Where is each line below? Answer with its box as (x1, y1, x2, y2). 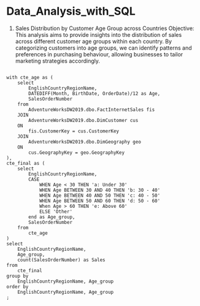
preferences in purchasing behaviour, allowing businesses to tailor (15, 50, 183, 58)
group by (6, 273, 29, 279)
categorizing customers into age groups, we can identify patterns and (15, 44, 192, 52)
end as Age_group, (28, 213, 75, 220)
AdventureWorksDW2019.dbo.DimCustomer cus (28, 117, 139, 123)
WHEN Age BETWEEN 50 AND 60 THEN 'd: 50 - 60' (39, 197, 161, 204)
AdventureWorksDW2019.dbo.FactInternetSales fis (28, 106, 155, 113)
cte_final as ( (6, 160, 45, 166)
